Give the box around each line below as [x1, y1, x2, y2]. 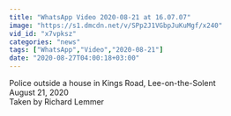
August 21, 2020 [9, 87, 69, 98]
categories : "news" [9, 37, 81, 47]
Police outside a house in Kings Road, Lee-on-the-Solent [9, 78, 216, 88]
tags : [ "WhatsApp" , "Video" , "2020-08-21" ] [9, 46, 164, 54]
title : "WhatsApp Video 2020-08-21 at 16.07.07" [9, 12, 191, 22]
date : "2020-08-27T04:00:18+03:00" [9, 54, 140, 62]
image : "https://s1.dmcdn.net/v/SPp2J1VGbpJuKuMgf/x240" [9, 21, 223, 30]
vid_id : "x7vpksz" [9, 29, 77, 38]
